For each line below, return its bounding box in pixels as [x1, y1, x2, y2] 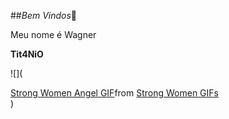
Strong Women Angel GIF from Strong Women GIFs [10, 87, 219, 99]
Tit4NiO [10, 48, 44, 60]
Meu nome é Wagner [10, 29, 97, 40]
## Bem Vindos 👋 [10, 10, 78, 21]
